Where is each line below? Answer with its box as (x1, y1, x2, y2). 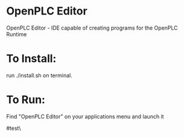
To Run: (6, 93, 45, 107)
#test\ (6, 124, 21, 132)
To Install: (6, 52, 57, 66)
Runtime (6, 30, 27, 37)
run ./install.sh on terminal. (6, 71, 72, 79)
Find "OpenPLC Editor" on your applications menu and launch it (6, 113, 164, 120)
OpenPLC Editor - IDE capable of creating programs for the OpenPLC (6, 24, 178, 31)
